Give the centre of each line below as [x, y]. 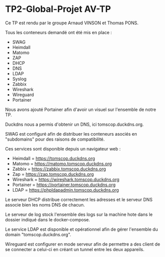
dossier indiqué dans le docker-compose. [48, 219]
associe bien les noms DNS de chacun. [45, 205]
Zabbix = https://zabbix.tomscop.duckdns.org [59, 169]
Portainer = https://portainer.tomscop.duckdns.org [64, 185]
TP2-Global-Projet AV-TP [58, 9]
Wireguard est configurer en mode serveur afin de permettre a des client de [82, 244]
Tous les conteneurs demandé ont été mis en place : [59, 32]
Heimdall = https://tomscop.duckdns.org [54, 158]
